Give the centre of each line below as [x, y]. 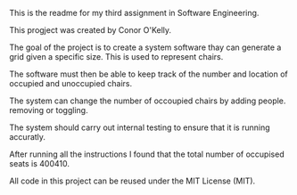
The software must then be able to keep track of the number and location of [148, 74]
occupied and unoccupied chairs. [71, 83]
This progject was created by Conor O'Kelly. [91, 30]
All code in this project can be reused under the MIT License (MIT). [132, 181]
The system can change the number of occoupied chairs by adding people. [148, 101]
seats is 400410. [39, 163]
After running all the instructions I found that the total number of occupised [147, 154]
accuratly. [28, 137]
